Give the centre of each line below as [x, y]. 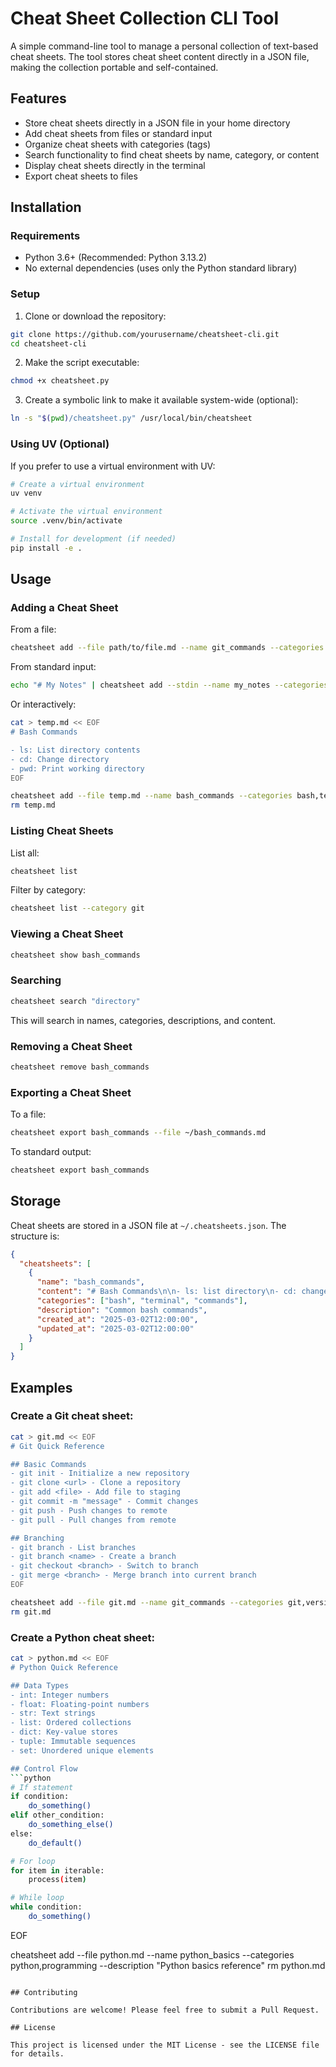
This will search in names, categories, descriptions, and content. [143, 1020]
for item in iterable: [57, 1870]
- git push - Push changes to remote [89, 1510]
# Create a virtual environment [77, 484]
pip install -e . [46, 548]
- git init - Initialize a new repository [100, 1473]
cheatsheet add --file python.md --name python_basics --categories [152, 1954]
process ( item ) [57, 1880]
